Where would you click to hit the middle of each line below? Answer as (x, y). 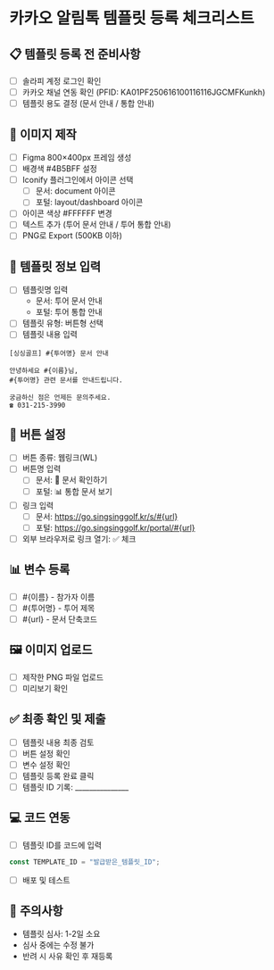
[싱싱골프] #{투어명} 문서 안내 (59, 353)
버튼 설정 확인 (46, 753)
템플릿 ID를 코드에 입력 (62, 845)
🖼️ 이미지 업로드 (51, 650)
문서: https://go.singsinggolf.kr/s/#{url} (107, 516)
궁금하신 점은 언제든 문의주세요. (60, 397)
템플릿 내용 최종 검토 (58, 742)
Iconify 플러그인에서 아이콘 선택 (78, 180)
